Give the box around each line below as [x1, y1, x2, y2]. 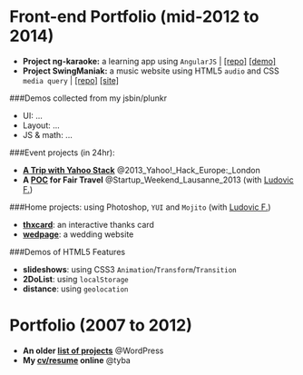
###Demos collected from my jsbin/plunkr [9, 93, 168, 104]
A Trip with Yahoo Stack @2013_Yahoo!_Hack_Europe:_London [22, 164, 260, 175]
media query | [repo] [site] [22, 74, 120, 85]
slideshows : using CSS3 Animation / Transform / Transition [22, 263, 238, 274]
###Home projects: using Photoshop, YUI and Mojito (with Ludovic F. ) [9, 202, 271, 212]
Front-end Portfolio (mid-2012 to [9, 6, 259, 27]
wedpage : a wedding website [22, 229, 134, 240]
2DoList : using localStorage [22, 273, 129, 284]
